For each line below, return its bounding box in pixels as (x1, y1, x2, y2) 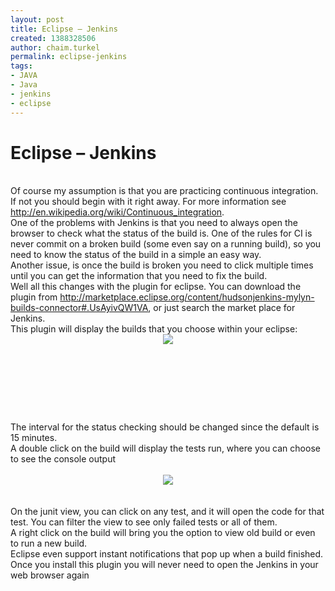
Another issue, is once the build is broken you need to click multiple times (10, 259, 314, 271)
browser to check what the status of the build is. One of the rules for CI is (10, 227, 313, 240)
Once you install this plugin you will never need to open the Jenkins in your (10, 559, 319, 571)
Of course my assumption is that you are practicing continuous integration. (10, 185, 319, 197)
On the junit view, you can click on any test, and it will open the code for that (10, 506, 325, 518)
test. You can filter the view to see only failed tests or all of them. (10, 516, 278, 528)
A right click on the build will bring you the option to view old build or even (10, 527, 316, 539)
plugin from (10, 291, 58, 303)
